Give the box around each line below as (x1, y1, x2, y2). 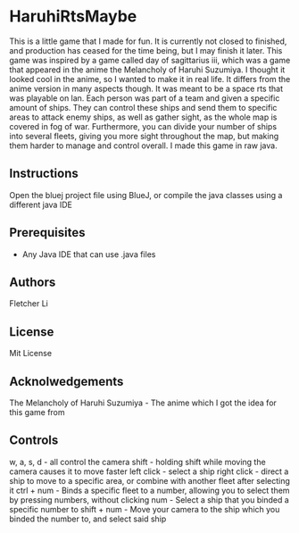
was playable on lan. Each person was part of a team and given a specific (9, 92, 280, 104)
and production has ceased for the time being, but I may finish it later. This (9, 45, 283, 55)
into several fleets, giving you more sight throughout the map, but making (9, 130, 279, 141)
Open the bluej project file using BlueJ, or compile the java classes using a (9, 189, 283, 200)
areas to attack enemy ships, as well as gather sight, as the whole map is (9, 112, 278, 122)
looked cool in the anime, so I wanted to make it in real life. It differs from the (9, 73, 291, 84)
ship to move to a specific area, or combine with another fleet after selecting (9, 475, 290, 486)
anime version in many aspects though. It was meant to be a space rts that (9, 83, 284, 94)
